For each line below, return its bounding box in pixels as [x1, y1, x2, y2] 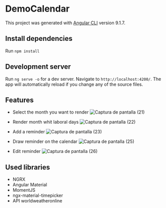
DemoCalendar [5, 3, 70, 15]
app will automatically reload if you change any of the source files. [5, 81, 143, 87]
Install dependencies [5, 34, 73, 43]
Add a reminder [12, 129, 45, 135]
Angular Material [12, 182, 47, 188]
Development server [5, 63, 71, 71]
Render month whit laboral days [12, 119, 79, 125]
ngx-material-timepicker [12, 192, 63, 198]
